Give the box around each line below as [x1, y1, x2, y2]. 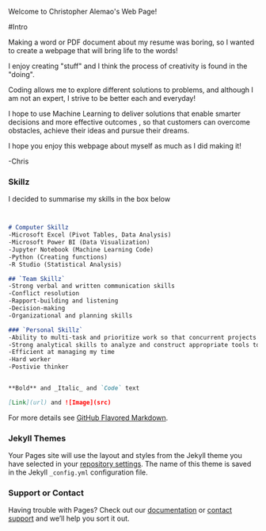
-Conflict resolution [8, 290, 80, 298]
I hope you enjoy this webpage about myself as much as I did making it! [8, 141, 241, 150]
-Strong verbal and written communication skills [8, 282, 176, 291]
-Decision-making [8, 305, 66, 313]
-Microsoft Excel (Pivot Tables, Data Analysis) [8, 231, 172, 239]
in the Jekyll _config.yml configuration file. [8, 468, 148, 477]
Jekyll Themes [8, 433, 66, 444]
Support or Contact [8, 487, 85, 498]
